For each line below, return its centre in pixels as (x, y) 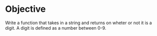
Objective (26, 9)
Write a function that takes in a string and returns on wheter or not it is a (78, 23)
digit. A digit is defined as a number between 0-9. (56, 28)
